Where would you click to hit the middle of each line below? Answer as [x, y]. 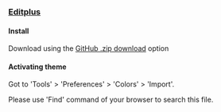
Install [19, 31]
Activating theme [37, 67]
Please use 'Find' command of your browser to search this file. [111, 100]
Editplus [25, 12]
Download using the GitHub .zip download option [89, 48]
